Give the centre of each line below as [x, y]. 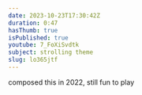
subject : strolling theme [50, 52]
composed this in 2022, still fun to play [71, 82]
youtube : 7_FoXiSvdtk [44, 45]
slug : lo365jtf [33, 60]
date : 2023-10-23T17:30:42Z [54, 15]
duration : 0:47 [33, 23]
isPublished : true [38, 38]
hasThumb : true [33, 30]
